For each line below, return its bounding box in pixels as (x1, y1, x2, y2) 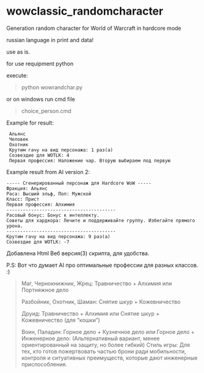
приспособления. (21, 360, 67, 368)
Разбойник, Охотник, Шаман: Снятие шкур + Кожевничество (21, 298, 181, 305)
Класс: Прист (6, 196, 40, 202)
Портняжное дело (21, 286, 69, 294)
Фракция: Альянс (6, 185, 48, 192)
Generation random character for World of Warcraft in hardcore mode (6, 24, 181, 32)
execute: (6, 71, 29, 79)
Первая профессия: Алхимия (6, 201, 75, 208)
